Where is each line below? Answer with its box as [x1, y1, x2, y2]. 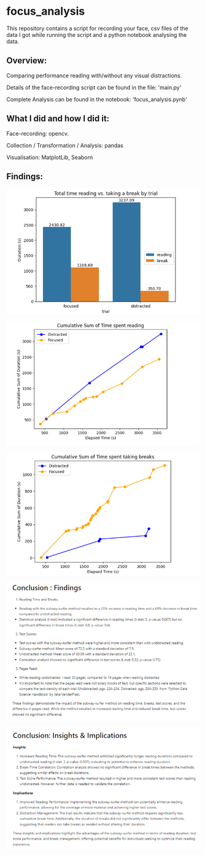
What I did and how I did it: [6, 114, 110, 124]
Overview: [6, 55, 47, 66]
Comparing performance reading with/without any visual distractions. [6, 72, 182, 79]
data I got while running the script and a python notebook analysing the [6, 31, 187, 38]
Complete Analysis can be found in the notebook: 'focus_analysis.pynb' [6, 95, 187, 103]
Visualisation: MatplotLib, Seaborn [6, 154, 93, 161]
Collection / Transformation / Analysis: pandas [6, 141, 124, 149]
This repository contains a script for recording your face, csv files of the [6, 25, 188, 32]
